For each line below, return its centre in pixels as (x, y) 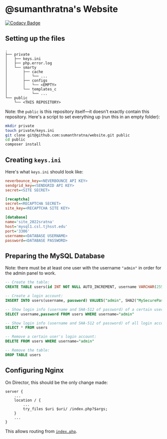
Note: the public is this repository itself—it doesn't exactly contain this (77, 111)
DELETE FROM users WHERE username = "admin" (50, 342)
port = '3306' (17, 231)
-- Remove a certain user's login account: (51, 337)
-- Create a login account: (34, 296)
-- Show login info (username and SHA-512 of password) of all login (79, 323)
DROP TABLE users (23, 355)
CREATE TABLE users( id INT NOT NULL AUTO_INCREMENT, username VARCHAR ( (81, 287)
